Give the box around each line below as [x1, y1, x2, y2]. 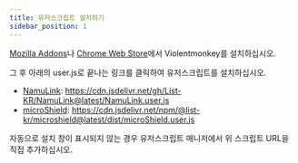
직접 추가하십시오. [9, 144, 74, 155]
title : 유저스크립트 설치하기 [9, 13, 104, 23]
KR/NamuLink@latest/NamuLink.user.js [22, 94, 170, 105]
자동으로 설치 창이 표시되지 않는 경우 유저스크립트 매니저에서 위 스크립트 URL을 [9, 132, 289, 143]
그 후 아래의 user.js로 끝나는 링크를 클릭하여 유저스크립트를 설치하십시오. [9, 67, 267, 78]
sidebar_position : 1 [9, 22, 88, 31]
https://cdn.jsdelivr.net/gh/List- [65, 85, 182, 96]
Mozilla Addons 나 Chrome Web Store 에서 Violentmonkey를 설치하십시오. [9, 47, 277, 59]
